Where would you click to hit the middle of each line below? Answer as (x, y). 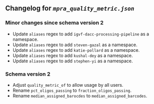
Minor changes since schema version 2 (54, 23)
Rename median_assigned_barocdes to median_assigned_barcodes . (80, 95)
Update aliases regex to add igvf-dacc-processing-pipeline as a (81, 34)
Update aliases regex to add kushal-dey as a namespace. (72, 55)
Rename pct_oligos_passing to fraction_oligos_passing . (72, 90)
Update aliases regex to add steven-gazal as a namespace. (75, 45)
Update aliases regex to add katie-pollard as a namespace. (76, 50)
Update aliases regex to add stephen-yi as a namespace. (72, 61)
